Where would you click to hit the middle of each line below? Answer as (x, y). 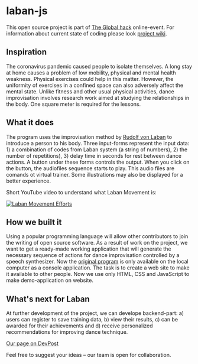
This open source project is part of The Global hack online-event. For (90, 27)
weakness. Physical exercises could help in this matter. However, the (90, 79)
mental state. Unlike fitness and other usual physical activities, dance (90, 91)
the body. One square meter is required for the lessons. (73, 104)
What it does (30, 123)
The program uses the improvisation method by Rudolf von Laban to (89, 136)
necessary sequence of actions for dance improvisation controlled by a (93, 255)
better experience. (29, 181)
